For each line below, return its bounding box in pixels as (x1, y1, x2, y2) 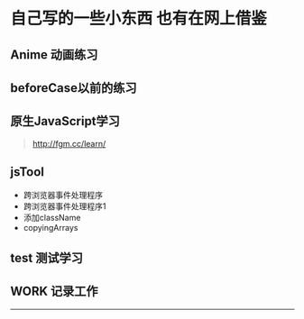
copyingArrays (23, 222, 78, 232)
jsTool (10, 164, 44, 180)
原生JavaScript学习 (10, 114, 121, 129)
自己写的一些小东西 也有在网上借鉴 (10, 8, 267, 29)
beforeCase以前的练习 (10, 80, 138, 96)
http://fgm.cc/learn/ (32, 138, 106, 149)
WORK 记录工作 (10, 284, 98, 299)
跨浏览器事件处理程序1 (23, 200, 106, 212)
